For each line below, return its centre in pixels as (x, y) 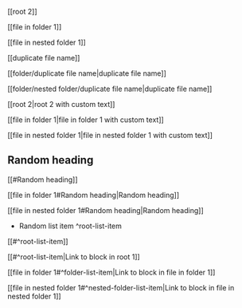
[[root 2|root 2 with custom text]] (61, 104)
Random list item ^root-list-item (70, 226)
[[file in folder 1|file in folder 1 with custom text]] (86, 120)
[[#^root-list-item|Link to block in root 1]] (74, 257)
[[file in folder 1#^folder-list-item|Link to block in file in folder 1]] (111, 272)
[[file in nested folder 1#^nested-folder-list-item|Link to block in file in (121, 287)
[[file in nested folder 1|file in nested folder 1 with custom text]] (110, 135)
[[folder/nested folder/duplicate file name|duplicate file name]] (110, 89)
